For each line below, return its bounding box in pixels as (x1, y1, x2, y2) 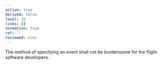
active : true (5, 7, 33, 12)
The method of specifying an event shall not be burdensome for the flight (5, 48, 157, 55)
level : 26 (5, 16, 26, 21)
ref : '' (5, 30, 22, 35)
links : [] (5, 21, 26, 26)
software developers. (5, 54, 49, 60)
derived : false (5, 12, 37, 17)
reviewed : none (5, 35, 37, 40)
